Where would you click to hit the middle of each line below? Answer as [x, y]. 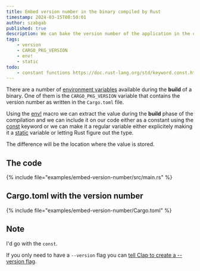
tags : [13, 39]
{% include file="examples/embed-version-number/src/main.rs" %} [89, 177]
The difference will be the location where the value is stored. [80, 144]
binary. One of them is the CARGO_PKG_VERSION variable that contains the [93, 96]
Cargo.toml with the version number [75, 196]
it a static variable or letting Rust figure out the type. [70, 133]
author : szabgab [26, 23]
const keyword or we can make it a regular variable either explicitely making [99, 126]
